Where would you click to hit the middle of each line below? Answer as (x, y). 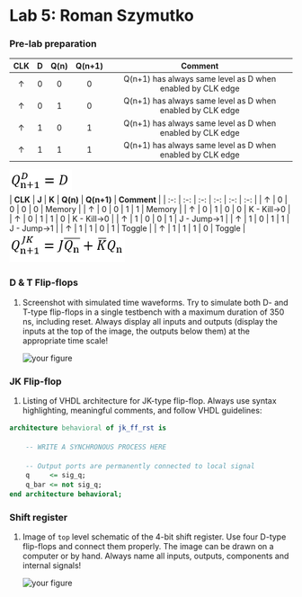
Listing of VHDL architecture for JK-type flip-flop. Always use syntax (149, 401)
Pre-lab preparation (53, 44)
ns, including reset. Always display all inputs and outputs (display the (150, 321)
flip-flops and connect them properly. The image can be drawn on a (148, 547)
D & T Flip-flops (44, 282)
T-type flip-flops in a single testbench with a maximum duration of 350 (153, 312)
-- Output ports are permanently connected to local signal (140, 466)
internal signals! (52, 566)
